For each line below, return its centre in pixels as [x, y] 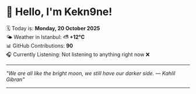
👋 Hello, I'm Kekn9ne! [59, 12]
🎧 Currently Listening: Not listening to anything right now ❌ [78, 54]
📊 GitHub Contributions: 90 [40, 45]
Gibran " [15, 79]
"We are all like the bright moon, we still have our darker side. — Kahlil [91, 73]
